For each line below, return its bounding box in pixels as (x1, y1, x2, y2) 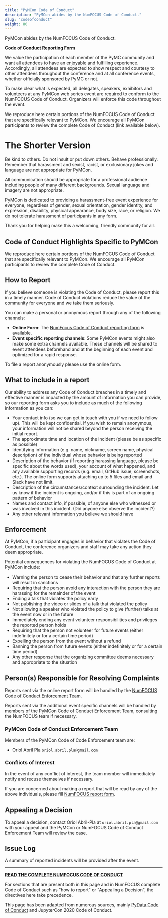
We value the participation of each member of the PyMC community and (5, 55, 155, 61)
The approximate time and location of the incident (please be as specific (12, 436, 162, 442)
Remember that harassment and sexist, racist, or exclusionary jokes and (5, 162, 153, 168)
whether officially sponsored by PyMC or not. (5, 76, 99, 82)
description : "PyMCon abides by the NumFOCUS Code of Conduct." (5, 12, 142, 17)
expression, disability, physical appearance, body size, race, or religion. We (5, 208, 160, 214)
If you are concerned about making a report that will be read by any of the (5, 785, 157, 791)
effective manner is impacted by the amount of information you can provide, (5, 394, 162, 400)
